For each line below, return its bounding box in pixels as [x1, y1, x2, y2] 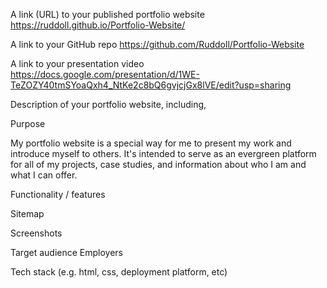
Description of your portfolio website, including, [10, 99, 207, 110]
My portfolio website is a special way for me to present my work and [10, 137, 292, 149]
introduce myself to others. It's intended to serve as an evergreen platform [10, 148, 317, 159]
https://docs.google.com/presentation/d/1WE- [10, 69, 200, 80]
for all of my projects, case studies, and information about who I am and [10, 159, 307, 170]
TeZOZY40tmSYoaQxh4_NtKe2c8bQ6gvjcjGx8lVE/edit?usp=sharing [10, 79, 292, 91]
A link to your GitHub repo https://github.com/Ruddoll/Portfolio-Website [10, 39, 305, 50]
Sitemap [10, 208, 45, 219]
